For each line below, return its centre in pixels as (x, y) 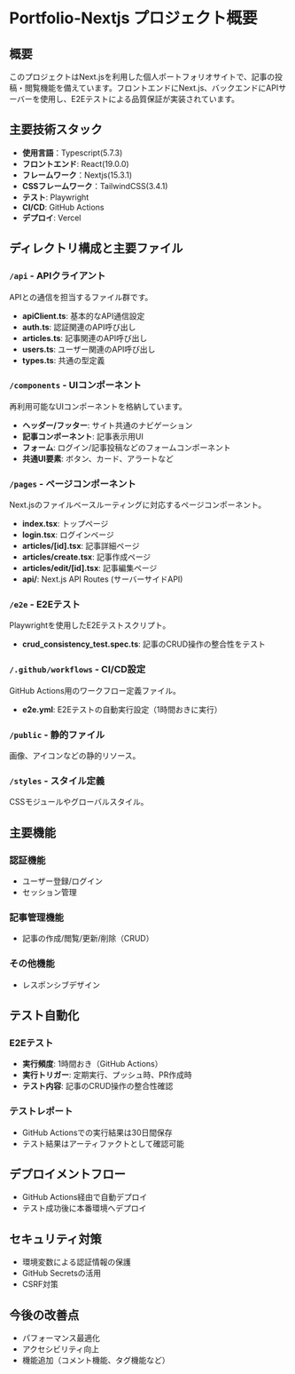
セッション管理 (49, 892)
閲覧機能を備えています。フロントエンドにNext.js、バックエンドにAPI (151, 88)
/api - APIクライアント (58, 276)
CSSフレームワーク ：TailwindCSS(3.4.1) (95, 186)
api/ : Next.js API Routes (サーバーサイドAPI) (102, 579)
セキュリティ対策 (55, 1239)
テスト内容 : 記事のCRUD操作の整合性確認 (97, 1086)
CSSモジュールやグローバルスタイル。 (79, 802)
